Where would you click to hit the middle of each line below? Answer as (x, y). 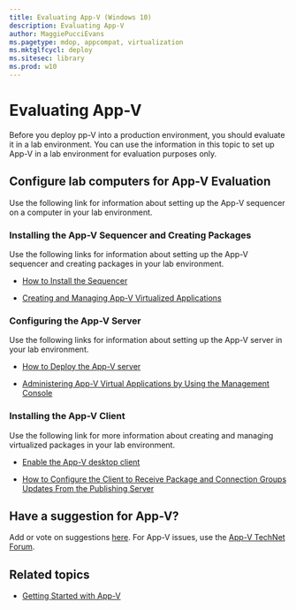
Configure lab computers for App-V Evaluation (140, 182)
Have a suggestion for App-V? (94, 516)
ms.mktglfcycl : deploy (51, 50)
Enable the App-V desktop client (81, 461)
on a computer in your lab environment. (81, 212)
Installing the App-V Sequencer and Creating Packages (130, 235)
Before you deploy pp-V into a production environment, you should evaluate (147, 134)
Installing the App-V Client (67, 416)
